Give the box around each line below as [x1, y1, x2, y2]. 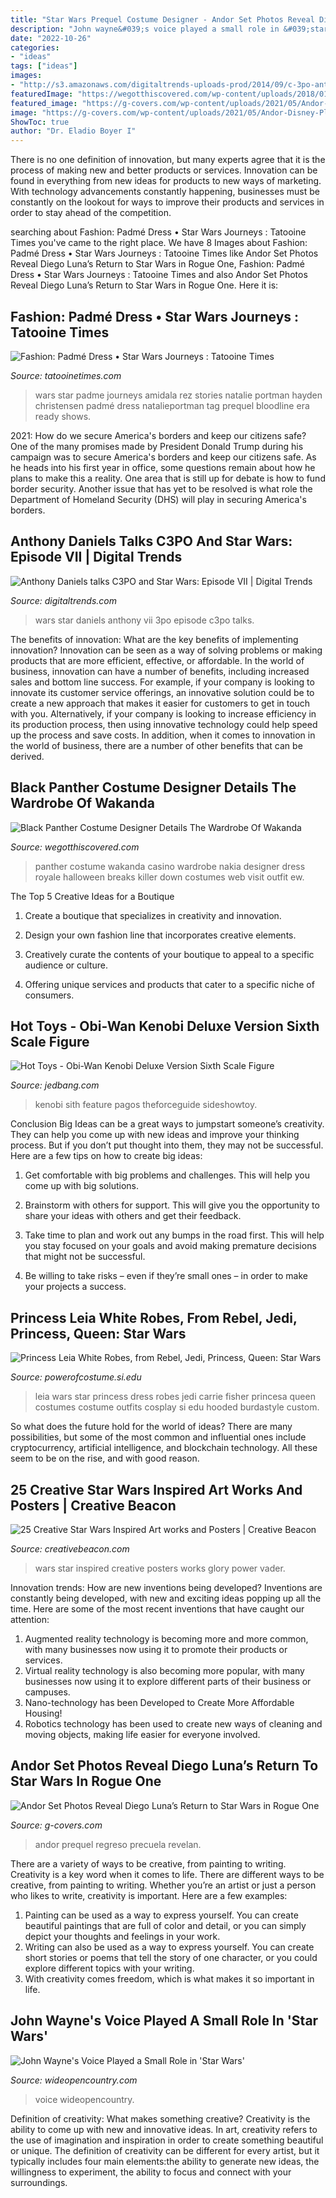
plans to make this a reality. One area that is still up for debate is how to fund [10, 472, 326, 484]
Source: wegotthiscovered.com [10, 841, 140, 853]
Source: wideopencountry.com [10, 2074, 138, 2086]
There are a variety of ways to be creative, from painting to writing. [10, 1857, 287, 1870]
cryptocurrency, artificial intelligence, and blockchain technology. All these [10, 1442, 318, 1454]
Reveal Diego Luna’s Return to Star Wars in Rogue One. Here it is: [10, 279, 279, 291]
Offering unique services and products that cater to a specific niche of [24, 978, 315, 990]
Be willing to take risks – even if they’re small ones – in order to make [24, 1270, 308, 1282]
